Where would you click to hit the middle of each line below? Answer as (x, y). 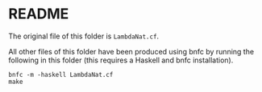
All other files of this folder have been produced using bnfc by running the (131, 51)
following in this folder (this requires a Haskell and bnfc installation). (121, 60)
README (39, 14)
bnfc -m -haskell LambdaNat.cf (61, 74)
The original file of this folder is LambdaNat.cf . (84, 36)
